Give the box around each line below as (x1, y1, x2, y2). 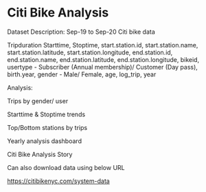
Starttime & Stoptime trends (7, 110, 86, 118)
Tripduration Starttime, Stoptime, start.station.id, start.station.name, (7, 41, 198, 49)
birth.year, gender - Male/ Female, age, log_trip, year (7, 70, 157, 78)
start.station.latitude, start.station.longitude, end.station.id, (7, 48, 173, 56)
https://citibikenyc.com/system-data (7, 177, 110, 185)
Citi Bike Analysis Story (7, 150, 73, 158)
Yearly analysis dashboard (7, 136, 82, 145)
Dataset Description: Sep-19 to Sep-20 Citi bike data (7, 28, 156, 36)
